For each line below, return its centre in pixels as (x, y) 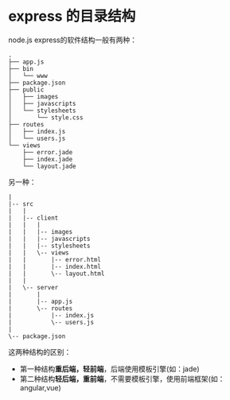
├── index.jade (48, 159)
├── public (26, 89)
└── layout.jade (50, 166)
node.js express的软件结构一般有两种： (73, 40)
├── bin (21, 68)
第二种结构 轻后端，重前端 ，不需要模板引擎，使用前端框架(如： (122, 379)
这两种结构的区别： (40, 351)
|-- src (21, 204)
